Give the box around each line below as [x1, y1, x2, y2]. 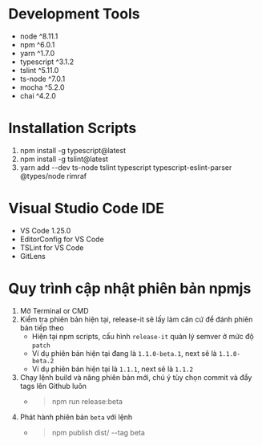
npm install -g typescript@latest [19, 145, 127, 155]
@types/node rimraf [19, 171, 87, 180]
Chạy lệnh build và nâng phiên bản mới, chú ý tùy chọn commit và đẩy [19, 372, 252, 382]
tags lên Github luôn [19, 381, 87, 390]
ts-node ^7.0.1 [19, 74, 66, 83]
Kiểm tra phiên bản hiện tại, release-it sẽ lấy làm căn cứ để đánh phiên [19, 314, 253, 324]
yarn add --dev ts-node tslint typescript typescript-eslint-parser [19, 162, 232, 172]
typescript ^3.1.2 [19, 57, 75, 67]
